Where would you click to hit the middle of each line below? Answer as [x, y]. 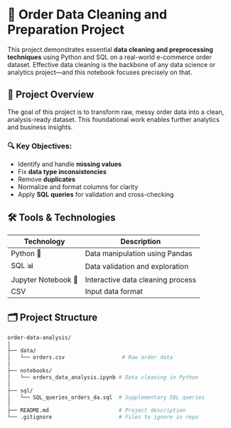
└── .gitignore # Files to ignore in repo [103, 417]
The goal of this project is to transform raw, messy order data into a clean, [116, 112]
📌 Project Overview [51, 95]
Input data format [114, 291]
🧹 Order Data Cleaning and [87, 15]
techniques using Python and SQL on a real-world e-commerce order [109, 57]
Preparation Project [66, 30]
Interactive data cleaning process [141, 280]
